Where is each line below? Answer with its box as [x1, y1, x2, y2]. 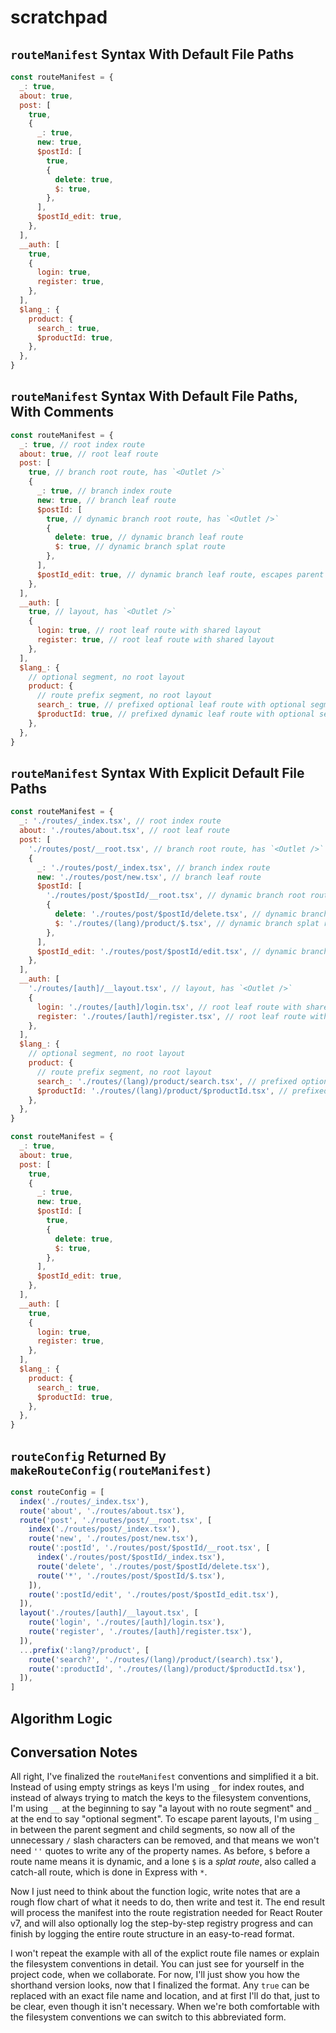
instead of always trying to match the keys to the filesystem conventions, [10, 1792, 312, 1804]
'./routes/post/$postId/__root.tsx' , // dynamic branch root [46, 891, 307, 901]
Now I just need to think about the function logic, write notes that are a [10, 1886, 301, 1898]
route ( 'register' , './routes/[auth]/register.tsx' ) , [28, 1627, 253, 1637]
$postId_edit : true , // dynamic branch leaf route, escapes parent [36, 569, 325, 580]
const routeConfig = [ [10, 1487, 105, 1497]
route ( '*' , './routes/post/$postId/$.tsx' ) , [36, 1571, 226, 1581]
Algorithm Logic [10, 1710, 113, 1727]
